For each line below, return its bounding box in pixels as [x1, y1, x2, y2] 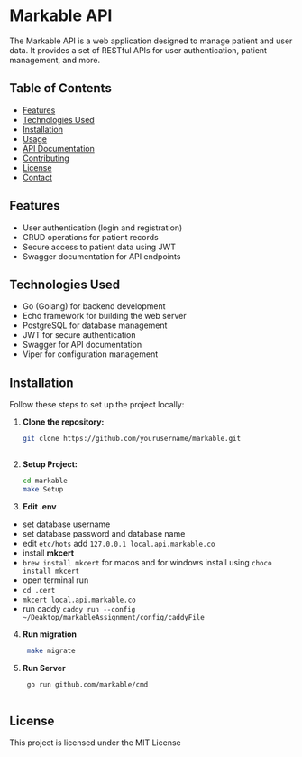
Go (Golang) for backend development [22, 301, 166, 312]
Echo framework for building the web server [22, 311, 187, 322]
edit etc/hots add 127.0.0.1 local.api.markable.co [22, 537, 215, 548]
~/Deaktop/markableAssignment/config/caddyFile [22, 612, 205, 621]
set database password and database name [22, 528, 186, 538]
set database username [22, 519, 111, 529]
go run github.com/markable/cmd [26, 679, 149, 689]
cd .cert [22, 585, 56, 594]
